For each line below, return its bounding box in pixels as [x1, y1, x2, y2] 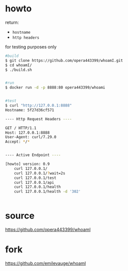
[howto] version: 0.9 [5, 162, 50, 166]
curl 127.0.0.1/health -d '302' [14, 189, 81, 194]
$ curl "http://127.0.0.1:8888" [5, 103, 72, 108]
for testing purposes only [5, 44, 57, 50]
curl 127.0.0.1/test [14, 175, 57, 180]
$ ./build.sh [5, 67, 32, 72]
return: [5, 19, 19, 25]
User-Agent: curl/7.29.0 [5, 135, 57, 140]
